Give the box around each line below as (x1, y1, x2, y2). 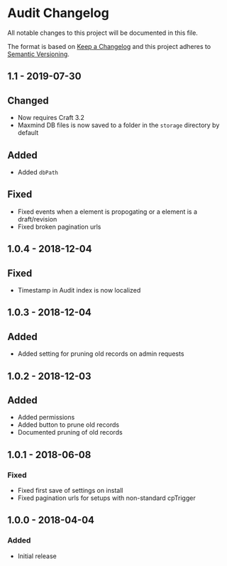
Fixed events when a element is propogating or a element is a (17, 207, 197, 216)
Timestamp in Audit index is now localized (17, 285, 141, 294)
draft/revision (17, 214, 57, 223)
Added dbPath (17, 168, 59, 176)
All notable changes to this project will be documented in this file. (7, 28, 199, 37)
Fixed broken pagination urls (17, 222, 101, 231)
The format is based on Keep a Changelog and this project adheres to (7, 42, 211, 50)
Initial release (17, 552, 57, 560)
